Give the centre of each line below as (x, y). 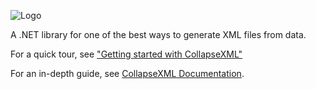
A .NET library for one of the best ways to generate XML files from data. (158, 34)
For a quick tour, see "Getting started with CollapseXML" (126, 54)
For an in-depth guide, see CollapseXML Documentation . (127, 73)
